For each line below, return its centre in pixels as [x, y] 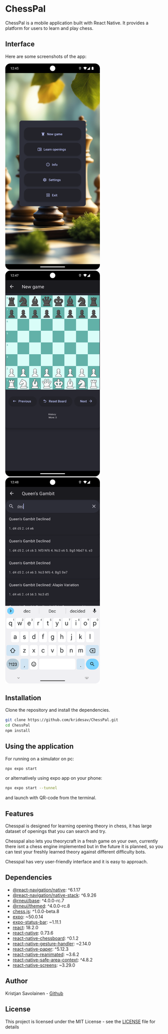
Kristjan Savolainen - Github [34, 993]
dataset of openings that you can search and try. [56, 831]
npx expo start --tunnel [31, 788]
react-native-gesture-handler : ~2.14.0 [52, 943]
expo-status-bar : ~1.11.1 [37, 922]
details [12, 1027]
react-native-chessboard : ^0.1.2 [45, 938]
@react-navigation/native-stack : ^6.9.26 [54, 895]
